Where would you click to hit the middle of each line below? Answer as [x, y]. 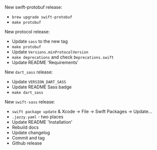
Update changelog [31, 133]
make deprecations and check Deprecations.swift [63, 57]
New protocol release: [27, 32]
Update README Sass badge [42, 87]
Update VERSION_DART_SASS [39, 82]
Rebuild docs [25, 127]
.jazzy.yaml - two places [38, 117]
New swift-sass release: [30, 102]
